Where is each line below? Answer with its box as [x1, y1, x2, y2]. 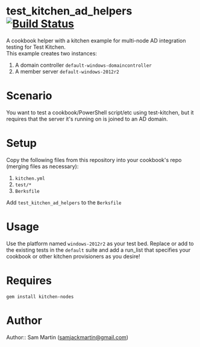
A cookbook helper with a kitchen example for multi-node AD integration [6, 37, 186, 44]
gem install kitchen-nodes [6, 293, 74, 299]
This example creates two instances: [6, 49, 98, 57]
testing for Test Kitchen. [6, 43, 66, 51]
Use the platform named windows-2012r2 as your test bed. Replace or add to [6, 240, 194, 247]
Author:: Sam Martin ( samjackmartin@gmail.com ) [6, 333, 128, 341]
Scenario [6, 89, 52, 103]
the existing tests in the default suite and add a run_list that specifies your [6, 246, 191, 254]
